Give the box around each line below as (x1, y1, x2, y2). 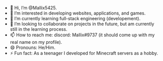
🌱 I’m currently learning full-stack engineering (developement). (10, 16, 141, 21)
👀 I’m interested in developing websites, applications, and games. (10, 10, 146, 16)
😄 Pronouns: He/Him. (10, 44, 55, 50)
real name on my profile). (10, 39, 62, 45)
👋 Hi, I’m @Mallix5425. (10, 5, 57, 11)
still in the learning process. (10, 26, 67, 32)
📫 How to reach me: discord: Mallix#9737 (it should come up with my (10, 32, 155, 38)
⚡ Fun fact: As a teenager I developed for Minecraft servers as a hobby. (10, 50, 158, 56)
